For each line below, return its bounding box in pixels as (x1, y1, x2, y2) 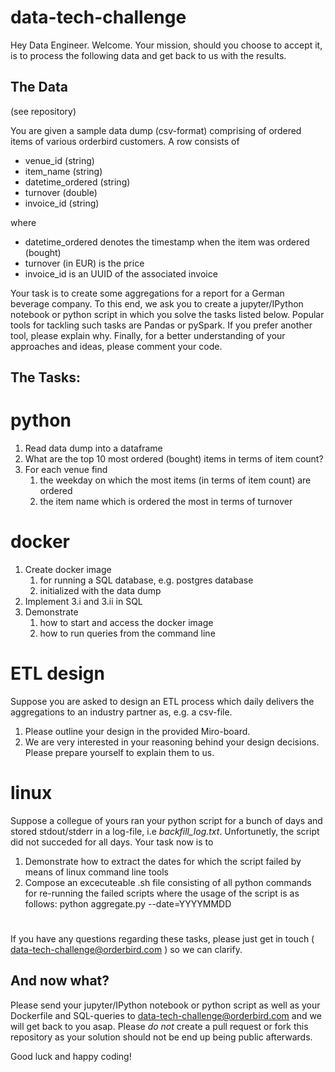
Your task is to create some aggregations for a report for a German (10, 287, 285, 299)
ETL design (10, 662, 105, 685)
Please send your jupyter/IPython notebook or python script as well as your (10, 999, 321, 1011)
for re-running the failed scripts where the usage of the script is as (24, 887, 300, 899)
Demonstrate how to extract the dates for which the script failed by (24, 855, 302, 867)
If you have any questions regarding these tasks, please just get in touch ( (10, 933, 315, 945)
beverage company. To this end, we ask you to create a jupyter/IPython (10, 297, 304, 310)
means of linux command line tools (24, 866, 169, 878)
